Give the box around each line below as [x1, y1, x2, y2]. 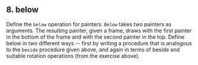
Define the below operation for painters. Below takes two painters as [6, 20, 172, 27]
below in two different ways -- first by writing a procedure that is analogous [6, 39, 192, 47]
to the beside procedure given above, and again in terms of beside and [6, 46, 180, 53]
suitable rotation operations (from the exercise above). [6, 52, 140, 59]
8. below [6, 5, 39, 15]
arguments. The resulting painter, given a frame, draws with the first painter [6, 27, 192, 34]
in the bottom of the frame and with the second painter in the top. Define [6, 33, 185, 41]
